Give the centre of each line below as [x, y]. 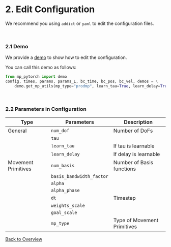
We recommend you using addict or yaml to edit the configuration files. [80, 23]
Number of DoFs [133, 131]
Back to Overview [24, 239]
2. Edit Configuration [50, 9]
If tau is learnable [134, 146]
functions [125, 169]
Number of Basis [133, 163]
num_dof [60, 131]
